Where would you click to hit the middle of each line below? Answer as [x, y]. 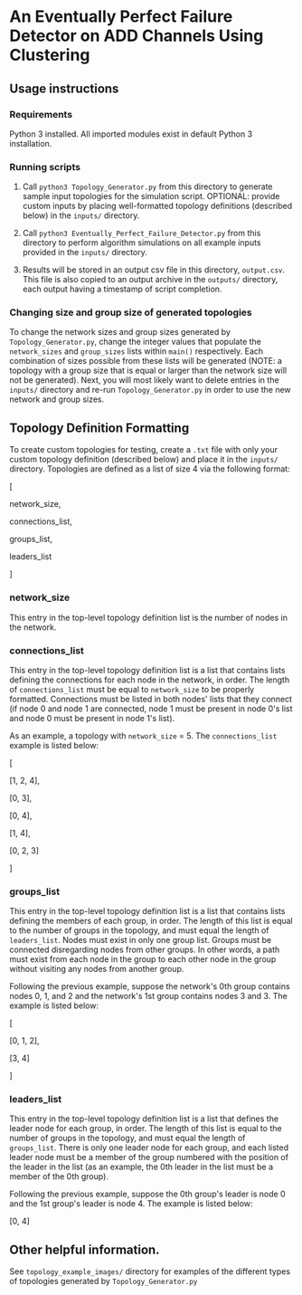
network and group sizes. [57, 399]
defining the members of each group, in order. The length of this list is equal [151, 921]
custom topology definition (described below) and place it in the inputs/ [144, 460]
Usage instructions [64, 88]
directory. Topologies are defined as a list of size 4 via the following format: [150, 469]
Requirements [41, 114]
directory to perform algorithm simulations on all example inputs [142, 243]
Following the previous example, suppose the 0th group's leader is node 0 [148, 1194]
